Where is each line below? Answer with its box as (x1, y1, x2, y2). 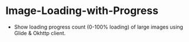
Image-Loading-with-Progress (5, 4, 158, 17)
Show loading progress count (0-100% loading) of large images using (14, 23, 184, 30)
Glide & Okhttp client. (14, 29, 66, 36)
